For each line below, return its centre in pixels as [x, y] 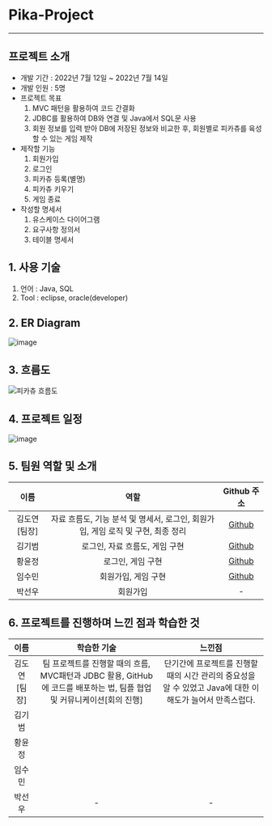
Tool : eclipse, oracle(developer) [74, 298]
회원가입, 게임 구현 [133, 576]
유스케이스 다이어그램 [66, 219]
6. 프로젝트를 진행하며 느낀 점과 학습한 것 [104, 623]
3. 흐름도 [30, 370]
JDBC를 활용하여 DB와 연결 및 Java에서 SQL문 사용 [114, 118]
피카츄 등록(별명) [59, 179]
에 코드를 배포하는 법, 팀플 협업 [97, 688]
